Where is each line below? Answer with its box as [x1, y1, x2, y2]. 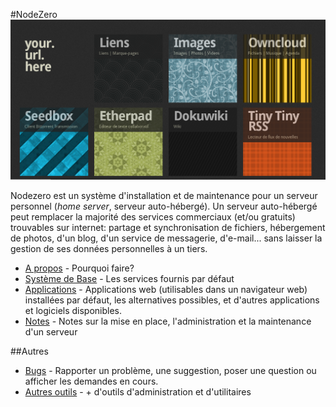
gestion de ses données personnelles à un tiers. [10, 243, 208, 255]
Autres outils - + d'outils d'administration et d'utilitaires [24, 386, 252, 398]
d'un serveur [24, 326, 78, 338]
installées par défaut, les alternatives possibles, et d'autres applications [24, 294, 320, 306]
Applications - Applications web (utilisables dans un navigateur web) [24, 284, 308, 296]
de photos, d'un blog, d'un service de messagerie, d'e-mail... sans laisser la [10, 232, 323, 244]
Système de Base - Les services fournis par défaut [24, 273, 235, 285]
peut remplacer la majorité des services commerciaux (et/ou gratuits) [10, 211, 296, 223]
